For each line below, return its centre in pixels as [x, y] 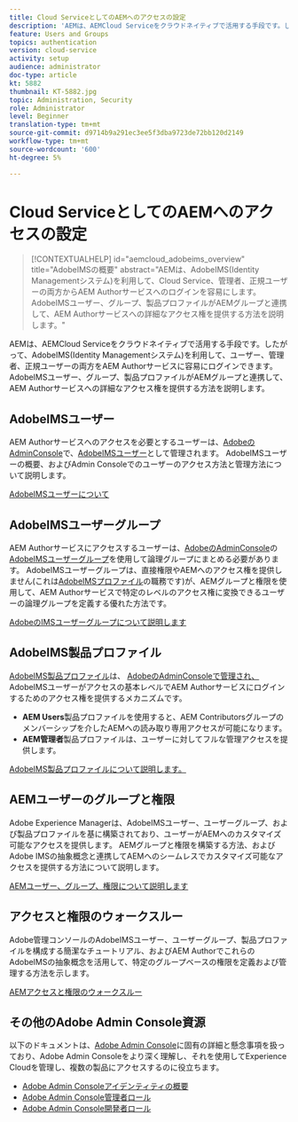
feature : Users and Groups [59, 34]
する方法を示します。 [55, 973]
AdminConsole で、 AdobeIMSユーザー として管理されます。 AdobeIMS [137, 453]
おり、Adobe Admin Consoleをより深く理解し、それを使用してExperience [152, 1056]
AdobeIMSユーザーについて [59, 494]
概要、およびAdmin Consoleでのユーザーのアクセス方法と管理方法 [145, 464]
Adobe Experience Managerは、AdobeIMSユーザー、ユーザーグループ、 [141, 822]
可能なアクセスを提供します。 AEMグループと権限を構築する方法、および [142, 844]
